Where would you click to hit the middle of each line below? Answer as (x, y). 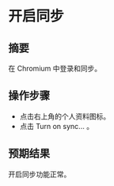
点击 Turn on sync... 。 (56, 126)
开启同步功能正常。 (40, 174)
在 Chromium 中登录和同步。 (55, 68)
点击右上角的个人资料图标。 (65, 116)
